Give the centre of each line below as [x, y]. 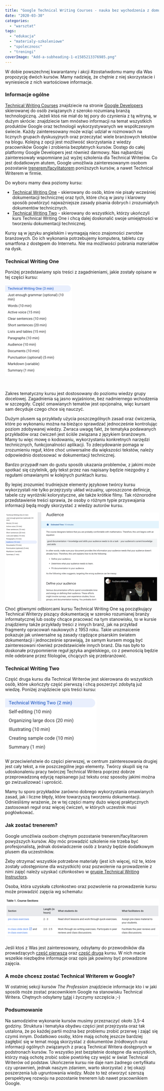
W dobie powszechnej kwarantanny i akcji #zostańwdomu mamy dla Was [79, 72]
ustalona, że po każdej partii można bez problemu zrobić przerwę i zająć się [82, 1031]
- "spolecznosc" [26, 47]
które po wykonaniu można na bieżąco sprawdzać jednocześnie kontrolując [81, 424]
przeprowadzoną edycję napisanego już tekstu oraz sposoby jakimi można [80, 777]
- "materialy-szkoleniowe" [37, 42]
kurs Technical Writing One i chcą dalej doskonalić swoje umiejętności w [85, 218]
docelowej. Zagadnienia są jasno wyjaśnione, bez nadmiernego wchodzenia [82, 399]
